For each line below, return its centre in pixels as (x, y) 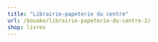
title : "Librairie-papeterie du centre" (68, 14)
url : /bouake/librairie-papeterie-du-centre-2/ (79, 21)
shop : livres (27, 27)
